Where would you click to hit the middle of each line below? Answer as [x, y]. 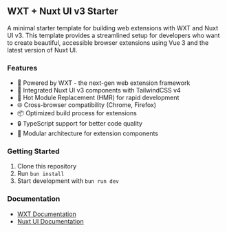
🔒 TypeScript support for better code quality [80, 124]
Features [22, 68]
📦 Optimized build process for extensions [77, 113]
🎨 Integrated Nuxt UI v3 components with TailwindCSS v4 [99, 90]
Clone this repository [47, 166]
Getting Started [33, 151]
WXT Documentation [47, 214]
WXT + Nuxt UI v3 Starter [63, 11]
